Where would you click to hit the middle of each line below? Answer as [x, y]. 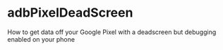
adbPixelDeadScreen [70, 13]
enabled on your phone [41, 39]
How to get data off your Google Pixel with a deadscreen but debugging [112, 32]
